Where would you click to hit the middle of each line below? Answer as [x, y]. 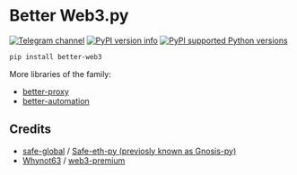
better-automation [56, 101]
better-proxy [46, 92]
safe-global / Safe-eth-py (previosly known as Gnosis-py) [129, 151]
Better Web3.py [69, 16]
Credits [31, 130]
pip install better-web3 [56, 57]
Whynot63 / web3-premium [74, 160]
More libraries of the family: [61, 74]
